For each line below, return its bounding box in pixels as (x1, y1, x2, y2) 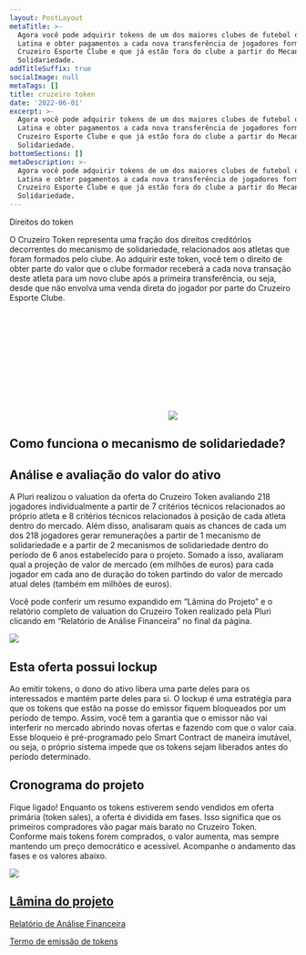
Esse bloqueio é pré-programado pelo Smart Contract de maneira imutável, (9, 732, 292, 743)
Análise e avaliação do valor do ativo (9, 467, 221, 483)
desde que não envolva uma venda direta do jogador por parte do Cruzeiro (9, 283, 291, 293)
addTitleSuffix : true (9, 65, 92, 74)
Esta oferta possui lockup (9, 659, 158, 675)
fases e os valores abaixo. (9, 850, 107, 861)
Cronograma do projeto (9, 777, 145, 794)
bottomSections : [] (9, 149, 84, 158)
